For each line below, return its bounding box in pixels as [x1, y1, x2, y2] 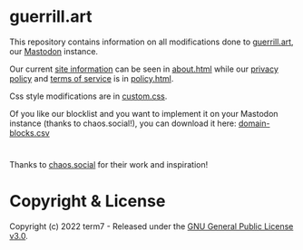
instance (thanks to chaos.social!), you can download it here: [9, 118, 238, 129]
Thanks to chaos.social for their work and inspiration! [9, 159, 209, 170]
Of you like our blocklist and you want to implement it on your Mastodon [9, 108, 279, 119]
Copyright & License [9, 191, 166, 212]
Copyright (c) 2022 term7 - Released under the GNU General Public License [9, 221, 294, 232]
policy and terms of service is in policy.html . [9, 72, 174, 83]
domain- [238, 118, 270, 129]
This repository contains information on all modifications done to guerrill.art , [9, 36, 294, 47]
